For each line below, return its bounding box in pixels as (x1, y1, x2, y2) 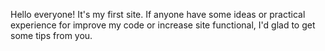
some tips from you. (10, 30, 93, 41)
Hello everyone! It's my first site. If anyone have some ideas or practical (10, 9, 306, 20)
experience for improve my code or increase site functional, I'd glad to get (10, 19, 316, 31)
